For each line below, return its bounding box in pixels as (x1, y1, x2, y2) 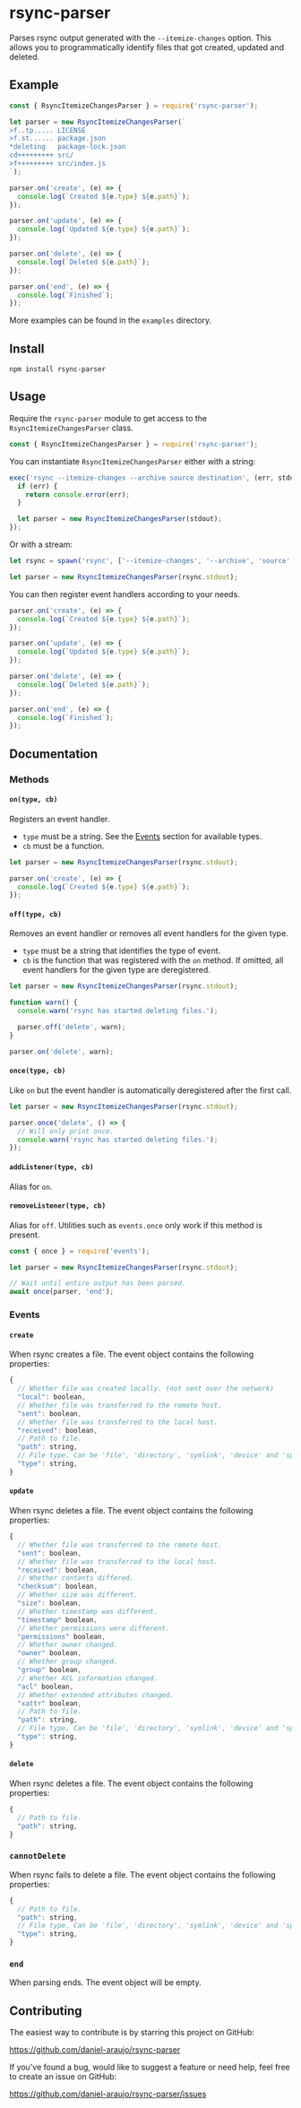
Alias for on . (9, 1181, 53, 1192)
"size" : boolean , (17, 1599, 82, 1608)
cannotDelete (9, 1851, 66, 1861)
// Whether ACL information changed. (17, 1673, 159, 1683)
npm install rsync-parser (9, 365, 106, 374)
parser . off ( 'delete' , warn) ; (17, 1023, 126, 1032)
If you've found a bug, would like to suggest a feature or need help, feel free (9, 2061, 290, 2073)
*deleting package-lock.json (9, 143, 126, 152)
